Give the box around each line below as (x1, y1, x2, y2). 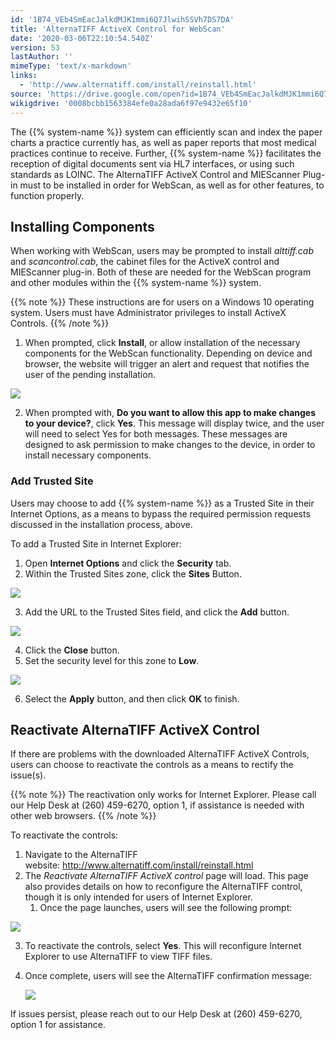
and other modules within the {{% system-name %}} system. (10, 277, 262, 289)
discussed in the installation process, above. (10, 518, 193, 530)
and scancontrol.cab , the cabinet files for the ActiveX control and (10, 256, 280, 268)
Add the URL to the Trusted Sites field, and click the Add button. (24, 606, 290, 618)
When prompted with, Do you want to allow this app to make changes (24, 407, 317, 419)
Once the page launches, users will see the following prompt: (39, 902, 293, 914)
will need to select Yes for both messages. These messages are (24, 428, 288, 440)
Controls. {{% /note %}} (10, 317, 110, 330)
